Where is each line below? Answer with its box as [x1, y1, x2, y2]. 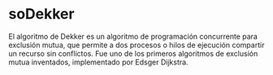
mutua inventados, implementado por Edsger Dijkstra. [8, 57, 188, 67]
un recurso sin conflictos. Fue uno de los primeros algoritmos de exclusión [8, 48, 258, 58]
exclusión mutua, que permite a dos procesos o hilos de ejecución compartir [8, 40, 265, 49]
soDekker [8, 5, 75, 23]
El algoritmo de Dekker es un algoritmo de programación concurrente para [8, 31, 258, 41]
